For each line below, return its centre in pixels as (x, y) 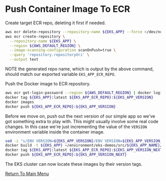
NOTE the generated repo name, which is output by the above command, (80, 69)
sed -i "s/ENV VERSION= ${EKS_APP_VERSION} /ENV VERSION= (64, 141)
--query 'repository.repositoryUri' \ (50, 55)
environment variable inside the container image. (55, 132)
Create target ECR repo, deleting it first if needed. (56, 23)
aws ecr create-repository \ (35, 36)
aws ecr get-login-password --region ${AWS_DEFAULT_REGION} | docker (78, 93)
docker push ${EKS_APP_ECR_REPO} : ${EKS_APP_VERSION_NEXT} (66, 155)
